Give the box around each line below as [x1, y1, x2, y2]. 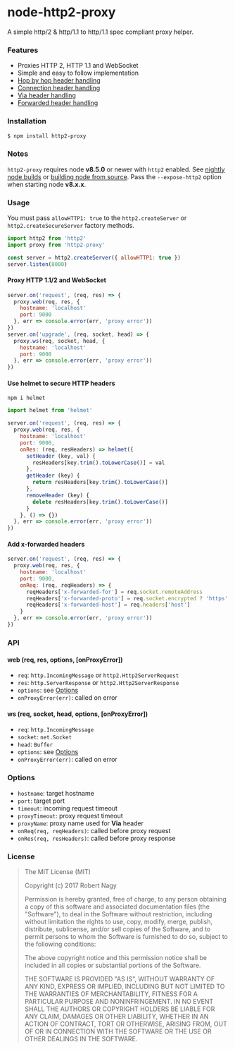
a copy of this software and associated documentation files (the [24, 902, 210, 911]
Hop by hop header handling [17, 76, 101, 85]
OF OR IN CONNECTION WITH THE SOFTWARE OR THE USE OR [24, 1027, 212, 1036]
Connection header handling [17, 84, 101, 92]
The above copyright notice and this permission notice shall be [24, 953, 208, 962]
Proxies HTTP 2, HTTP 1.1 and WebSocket [17, 61, 139, 70]
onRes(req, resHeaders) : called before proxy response [17, 834, 176, 842]
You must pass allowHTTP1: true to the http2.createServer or [7, 214, 187, 222]
